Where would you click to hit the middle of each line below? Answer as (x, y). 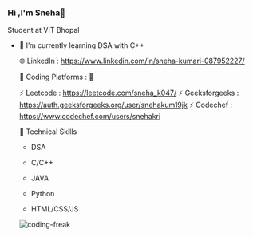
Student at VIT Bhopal (43, 30)
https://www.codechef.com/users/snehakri (90, 117)
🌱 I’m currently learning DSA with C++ (81, 45)
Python (43, 194)
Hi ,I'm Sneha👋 (36, 13)
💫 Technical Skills (48, 132)
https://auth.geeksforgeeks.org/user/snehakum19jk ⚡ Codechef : (126, 105)
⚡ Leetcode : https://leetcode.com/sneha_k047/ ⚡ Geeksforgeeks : (129, 93)
